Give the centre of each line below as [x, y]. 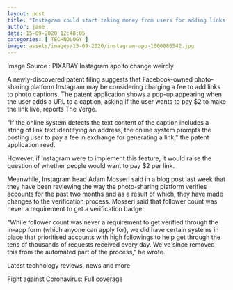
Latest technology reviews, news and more [69, 265]
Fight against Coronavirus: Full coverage [65, 279]
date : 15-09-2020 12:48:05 [46, 33]
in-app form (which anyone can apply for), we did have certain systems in [113, 230]
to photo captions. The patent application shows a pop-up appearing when [115, 94]
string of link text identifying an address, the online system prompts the [109, 130]
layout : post [26, 14]
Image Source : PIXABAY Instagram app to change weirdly [90, 66]
